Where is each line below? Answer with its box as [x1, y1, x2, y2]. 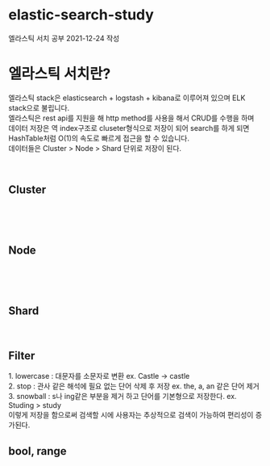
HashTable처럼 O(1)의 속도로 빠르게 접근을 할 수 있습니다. [8, 133, 190, 143]
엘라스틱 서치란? [8, 65, 111, 83]
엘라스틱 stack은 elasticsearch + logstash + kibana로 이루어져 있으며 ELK [8, 93, 246, 103]
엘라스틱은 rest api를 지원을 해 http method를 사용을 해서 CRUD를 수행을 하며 [8, 113, 255, 123]
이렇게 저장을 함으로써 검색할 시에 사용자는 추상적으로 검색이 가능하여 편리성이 [8, 410, 254, 420]
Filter [8, 349, 35, 363]
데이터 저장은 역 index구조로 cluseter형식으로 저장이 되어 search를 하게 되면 [8, 123, 250, 132]
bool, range [8, 444, 67, 458]
